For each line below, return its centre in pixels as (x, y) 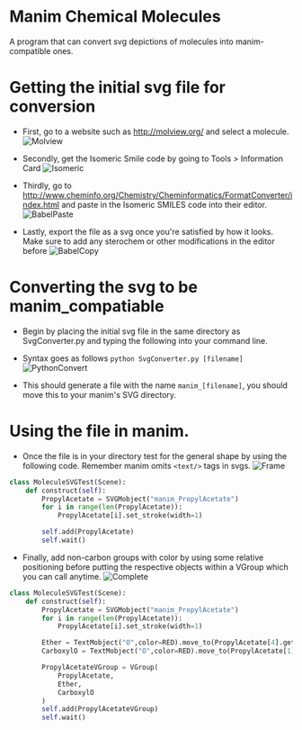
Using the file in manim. (99, 431)
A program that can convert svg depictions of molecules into (121, 41)
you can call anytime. (62, 576)
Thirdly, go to (47, 185)
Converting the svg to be (103, 288)
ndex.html (41, 204)
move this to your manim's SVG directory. (99, 394)
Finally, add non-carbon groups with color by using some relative (143, 557)
